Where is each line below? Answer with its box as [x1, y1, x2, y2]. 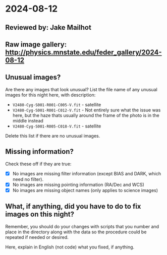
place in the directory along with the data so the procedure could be [5, 229, 147, 235]
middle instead [12, 117, 44, 123]
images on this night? [5, 210, 75, 219]
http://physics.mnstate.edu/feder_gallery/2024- [5, 48, 162, 56]
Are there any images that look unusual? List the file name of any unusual [5, 86, 157, 92]
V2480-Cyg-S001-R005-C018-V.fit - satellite [12, 123, 101, 129]
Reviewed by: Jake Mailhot [5, 23, 92, 32]
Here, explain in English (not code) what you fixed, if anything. [5, 244, 135, 250]
